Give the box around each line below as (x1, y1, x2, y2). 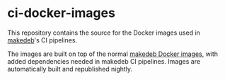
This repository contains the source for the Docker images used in (7, 28, 200, 37)
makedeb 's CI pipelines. (7, 35, 78, 44)
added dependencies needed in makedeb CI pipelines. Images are (7, 57, 200, 65)
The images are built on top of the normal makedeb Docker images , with (7, 50, 218, 58)
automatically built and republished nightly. (7, 64, 133, 73)
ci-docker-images (7, 5, 115, 21)
